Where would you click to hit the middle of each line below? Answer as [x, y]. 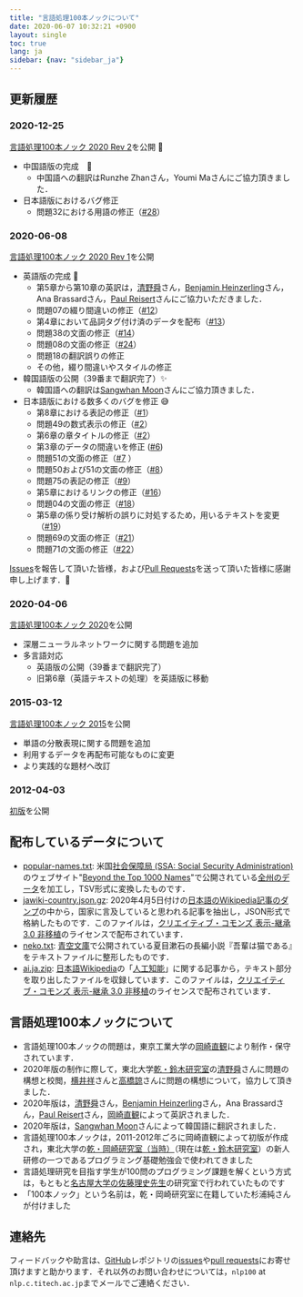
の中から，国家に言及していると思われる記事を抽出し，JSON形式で [165, 911]
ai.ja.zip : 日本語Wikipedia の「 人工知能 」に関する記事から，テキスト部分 [157, 968]
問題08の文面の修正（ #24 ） [89, 344]
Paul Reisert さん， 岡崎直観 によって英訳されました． [136, 1114]
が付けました [46, 1205]
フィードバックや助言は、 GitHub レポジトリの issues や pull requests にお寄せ [150, 1261]
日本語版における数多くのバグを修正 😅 [96, 400]
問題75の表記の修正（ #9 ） [86, 481]
